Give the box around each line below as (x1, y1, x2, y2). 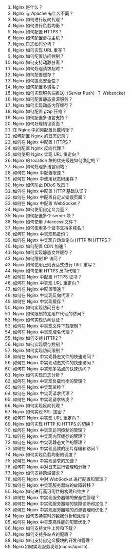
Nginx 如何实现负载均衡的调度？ (12, 452, 77, 457)
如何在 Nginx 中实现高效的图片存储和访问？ (12, 446, 100, 451)
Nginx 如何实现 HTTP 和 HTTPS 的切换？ (12, 421, 94, 427)
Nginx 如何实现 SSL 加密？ (12, 409, 66, 414)
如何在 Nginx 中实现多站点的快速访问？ (12, 366, 92, 372)
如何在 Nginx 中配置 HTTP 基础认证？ (12, 188, 88, 194)
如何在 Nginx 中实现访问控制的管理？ (12, 427, 87, 433)
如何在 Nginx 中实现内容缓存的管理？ (12, 433, 87, 439)
